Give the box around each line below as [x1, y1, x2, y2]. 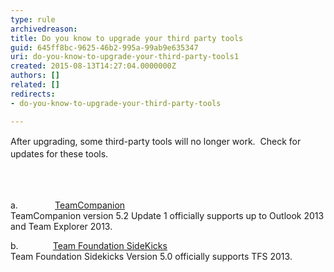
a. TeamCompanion [10, 199, 126, 211]
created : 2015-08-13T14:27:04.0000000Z [10, 61, 177, 71]
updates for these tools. [10, 148, 109, 160]
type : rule [10, 14, 56, 25]
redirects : [10, 89, 56, 99]
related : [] [10, 80, 60, 90]
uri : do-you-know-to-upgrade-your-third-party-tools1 [10, 52, 240, 62]
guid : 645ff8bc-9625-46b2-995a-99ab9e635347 [10, 42, 199, 53]
